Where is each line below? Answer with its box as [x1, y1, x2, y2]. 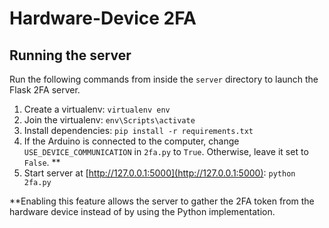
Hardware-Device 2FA [9, 7, 197, 30]
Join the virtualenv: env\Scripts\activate [23, 114, 196, 126]
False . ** [23, 157, 61, 168]
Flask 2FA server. [9, 84, 81, 96]
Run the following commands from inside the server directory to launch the [9, 73, 319, 85]
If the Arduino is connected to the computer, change [23, 135, 240, 147]
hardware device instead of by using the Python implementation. [9, 206, 276, 217]
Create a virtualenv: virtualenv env [23, 103, 171, 115]
